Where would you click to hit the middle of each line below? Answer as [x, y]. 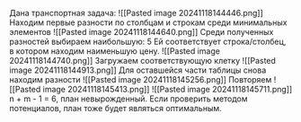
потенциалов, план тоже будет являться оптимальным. [115, 108]
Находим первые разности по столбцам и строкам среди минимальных [148, 22]
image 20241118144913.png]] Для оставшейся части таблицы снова [138, 70]
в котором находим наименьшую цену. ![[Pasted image [115, 51]
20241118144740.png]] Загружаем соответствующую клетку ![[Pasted [143, 61]
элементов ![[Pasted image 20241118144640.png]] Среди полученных [142, 32]
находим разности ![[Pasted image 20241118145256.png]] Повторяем [141, 79]
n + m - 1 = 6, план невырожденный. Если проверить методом [128, 99]
